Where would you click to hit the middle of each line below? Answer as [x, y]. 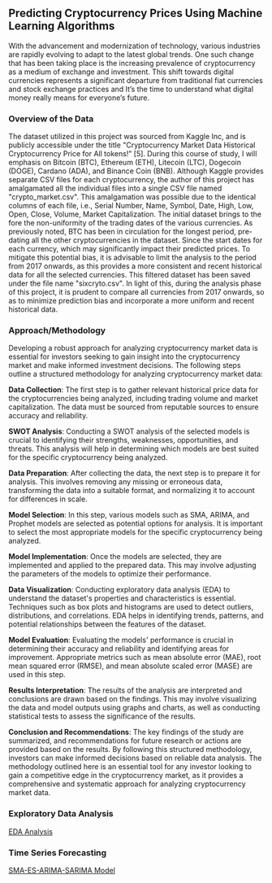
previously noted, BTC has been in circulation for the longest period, [123, 232]
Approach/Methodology [57, 330]
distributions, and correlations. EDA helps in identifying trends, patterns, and [136, 616]
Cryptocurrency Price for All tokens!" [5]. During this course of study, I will [133, 154]
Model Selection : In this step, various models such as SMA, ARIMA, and [129, 515]
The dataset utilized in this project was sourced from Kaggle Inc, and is [127, 137]
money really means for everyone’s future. [79, 98]
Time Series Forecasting [58, 852]
